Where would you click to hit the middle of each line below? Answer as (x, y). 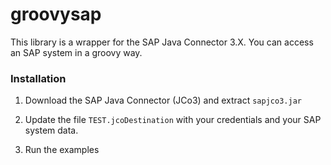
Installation (38, 78)
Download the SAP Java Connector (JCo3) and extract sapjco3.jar (163, 100)
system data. (51, 130)
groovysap (56, 14)
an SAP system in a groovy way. (76, 52)
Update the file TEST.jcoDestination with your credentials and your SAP (173, 120)
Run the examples (62, 150)
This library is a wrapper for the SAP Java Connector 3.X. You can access (162, 42)
